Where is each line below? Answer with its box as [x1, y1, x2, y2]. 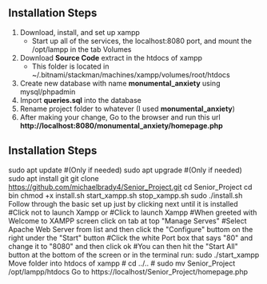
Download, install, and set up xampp [19, 27, 140, 37]
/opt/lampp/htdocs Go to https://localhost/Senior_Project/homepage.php [8, 266, 249, 276]
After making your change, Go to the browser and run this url [19, 112, 221, 122]
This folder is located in [31, 61, 110, 71]
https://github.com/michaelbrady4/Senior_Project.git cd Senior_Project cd [8, 182, 253, 191]
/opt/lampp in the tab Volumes [31, 44, 132, 54]
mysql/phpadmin [19, 87, 76, 97]
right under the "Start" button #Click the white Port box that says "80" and [8, 233, 253, 243]
